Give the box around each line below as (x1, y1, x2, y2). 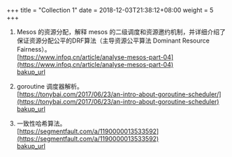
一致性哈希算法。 (16, 119, 66, 128)
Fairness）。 (16, 45, 51, 53)
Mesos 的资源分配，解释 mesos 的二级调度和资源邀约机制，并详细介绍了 (16, 28, 226, 36)
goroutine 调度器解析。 (16, 82, 83, 90)
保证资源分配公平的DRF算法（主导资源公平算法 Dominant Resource (16, 36, 210, 45)
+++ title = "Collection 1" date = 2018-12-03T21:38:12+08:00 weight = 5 (6, 6, 214, 14)
